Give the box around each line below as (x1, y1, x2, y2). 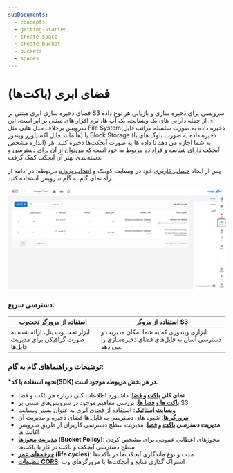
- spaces (14, 55, 39, 62)
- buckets (14, 48, 42, 55)
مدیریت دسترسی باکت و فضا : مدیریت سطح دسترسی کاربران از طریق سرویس (17, 420, 221, 429)
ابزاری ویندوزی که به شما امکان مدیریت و (100, 328, 207, 336)
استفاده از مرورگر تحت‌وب (19, 318, 87, 326)
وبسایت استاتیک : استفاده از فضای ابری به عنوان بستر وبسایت (17, 406, 176, 414)
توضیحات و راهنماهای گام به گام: (8, 361, 104, 371)
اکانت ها (17, 427, 39, 436)
